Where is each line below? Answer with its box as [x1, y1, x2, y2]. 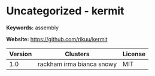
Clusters [65, 50, 90, 58]
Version [9, 50, 32, 58]
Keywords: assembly [6, 24, 59, 31]
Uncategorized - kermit [6, 4, 124, 18]
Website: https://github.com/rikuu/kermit [6, 35, 108, 42]
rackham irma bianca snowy [38, 60, 117, 68]
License [122, 50, 145, 58]
